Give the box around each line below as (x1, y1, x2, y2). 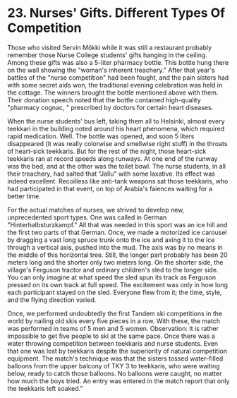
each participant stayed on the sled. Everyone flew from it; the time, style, (7, 288, 222, 296)
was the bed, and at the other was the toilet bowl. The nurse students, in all (7, 162, 226, 170)
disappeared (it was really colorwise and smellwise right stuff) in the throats (7, 139, 228, 147)
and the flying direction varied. (7, 295, 97, 304)
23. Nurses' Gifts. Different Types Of (7, 5, 226, 21)
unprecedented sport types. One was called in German (7, 213, 167, 222)
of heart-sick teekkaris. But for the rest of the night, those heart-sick (7, 147, 207, 155)
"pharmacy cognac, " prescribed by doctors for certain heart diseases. (7, 103, 214, 111)
